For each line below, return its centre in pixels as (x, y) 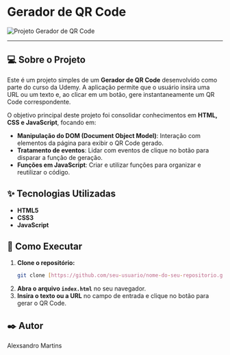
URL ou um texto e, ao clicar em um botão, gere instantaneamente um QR (111, 94)
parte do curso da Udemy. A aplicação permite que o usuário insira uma (108, 87)
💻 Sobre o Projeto (46, 60)
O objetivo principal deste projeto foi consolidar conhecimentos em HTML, (112, 115)
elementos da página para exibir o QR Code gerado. (90, 143)
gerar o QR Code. (42, 304)
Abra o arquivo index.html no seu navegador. (81, 288)
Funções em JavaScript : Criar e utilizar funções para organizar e (109, 165)
